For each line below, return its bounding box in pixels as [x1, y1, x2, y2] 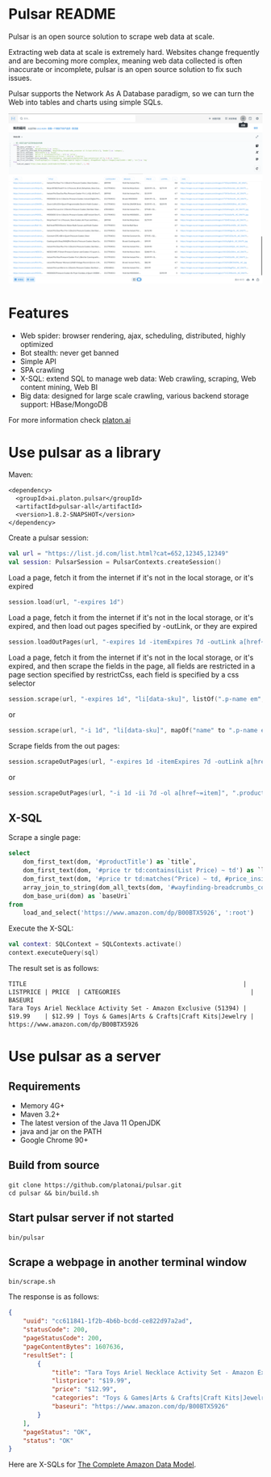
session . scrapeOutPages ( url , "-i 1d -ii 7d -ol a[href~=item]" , [8, 789, 229, 797]
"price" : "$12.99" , [51, 1386, 117, 1394]
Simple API [19, 357, 56, 366]
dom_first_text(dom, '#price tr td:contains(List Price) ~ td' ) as [23, 867, 254, 875]
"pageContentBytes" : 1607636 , [23, 1343, 125, 1351]
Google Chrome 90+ [19, 1135, 89, 1145]
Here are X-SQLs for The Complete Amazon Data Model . [8, 1460, 197, 1470]
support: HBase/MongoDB [19, 399, 108, 409]
